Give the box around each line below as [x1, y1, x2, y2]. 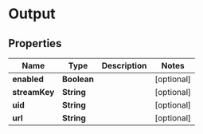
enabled [12, 73, 44, 85]
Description [101, 61, 147, 71]
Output [8, 5, 56, 23]
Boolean [62, 73, 94, 85]
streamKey [12, 87, 55, 97]
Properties [8, 37, 62, 50]
